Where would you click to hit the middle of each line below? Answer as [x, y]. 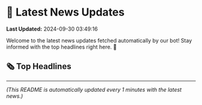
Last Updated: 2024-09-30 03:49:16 [52, 29]
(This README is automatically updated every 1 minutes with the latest [94, 89]
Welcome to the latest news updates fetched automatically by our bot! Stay [99, 40]
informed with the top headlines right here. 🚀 [62, 47]
